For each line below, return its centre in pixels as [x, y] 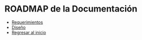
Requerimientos [27, 22]
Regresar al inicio [29, 32]
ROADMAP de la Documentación [71, 9]
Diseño [19, 27]
